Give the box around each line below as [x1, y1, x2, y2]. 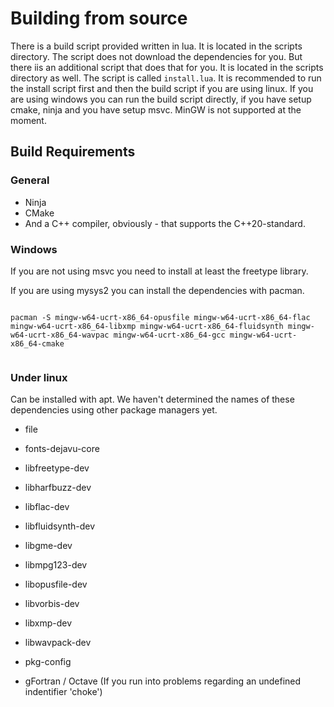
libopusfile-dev [24, 578, 88, 591]
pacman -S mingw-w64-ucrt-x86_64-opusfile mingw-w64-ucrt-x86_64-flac [10, 312, 311, 322]
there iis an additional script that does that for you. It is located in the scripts [10, 61, 324, 73]
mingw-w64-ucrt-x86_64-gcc [113, 330, 226, 340]
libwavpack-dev [24, 637, 92, 649]
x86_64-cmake [10, 338, 65, 349]
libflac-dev [24, 501, 70, 513]
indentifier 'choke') [24, 686, 103, 698]
